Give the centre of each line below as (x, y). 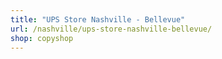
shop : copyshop (42, 38)
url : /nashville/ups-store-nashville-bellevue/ (111, 29)
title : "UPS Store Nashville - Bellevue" (98, 19)
